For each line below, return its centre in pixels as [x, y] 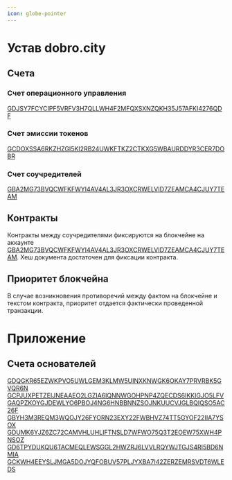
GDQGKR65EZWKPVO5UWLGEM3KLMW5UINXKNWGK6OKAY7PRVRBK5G [115, 380]
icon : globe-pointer [37, 14]
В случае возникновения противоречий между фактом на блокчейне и [113, 295]
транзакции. [25, 310]
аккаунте [21, 242]
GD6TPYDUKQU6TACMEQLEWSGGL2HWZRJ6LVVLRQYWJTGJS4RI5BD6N [115, 447]
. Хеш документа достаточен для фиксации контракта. [98, 257]
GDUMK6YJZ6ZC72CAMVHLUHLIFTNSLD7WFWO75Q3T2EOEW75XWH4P [115, 432]
